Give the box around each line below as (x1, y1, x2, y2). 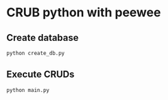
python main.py (6, 86, 50, 93)
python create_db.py (6, 50, 66, 56)
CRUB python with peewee (6, 5, 161, 20)
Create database (6, 32, 79, 44)
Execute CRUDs (6, 69, 75, 80)
